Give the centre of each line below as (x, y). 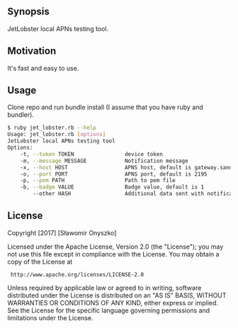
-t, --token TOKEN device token (91, 154)
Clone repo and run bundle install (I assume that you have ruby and (105, 107)
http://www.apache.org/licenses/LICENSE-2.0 (77, 275)
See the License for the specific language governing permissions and (109, 310)
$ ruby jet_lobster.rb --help (52, 128)
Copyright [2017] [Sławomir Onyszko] (62, 232)
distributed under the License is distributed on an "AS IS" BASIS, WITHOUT (117, 295)
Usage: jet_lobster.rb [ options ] (57, 135)
